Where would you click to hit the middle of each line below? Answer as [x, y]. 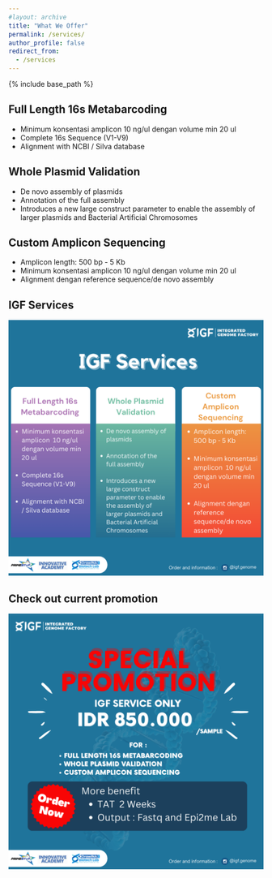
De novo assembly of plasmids [71, 192]
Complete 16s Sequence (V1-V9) [74, 137]
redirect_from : [34, 52]
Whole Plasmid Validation [74, 172]
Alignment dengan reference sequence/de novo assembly [117, 279]
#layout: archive [38, 17]
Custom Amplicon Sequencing [87, 243]
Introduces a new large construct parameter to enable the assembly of [138, 209]
